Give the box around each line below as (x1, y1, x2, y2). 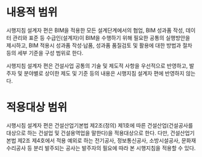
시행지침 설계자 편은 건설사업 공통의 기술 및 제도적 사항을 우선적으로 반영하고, (6, 62, 188, 69)
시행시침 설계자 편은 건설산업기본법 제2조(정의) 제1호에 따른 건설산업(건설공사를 (6, 121, 194, 129)
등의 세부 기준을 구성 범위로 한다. (6, 49, 84, 56)
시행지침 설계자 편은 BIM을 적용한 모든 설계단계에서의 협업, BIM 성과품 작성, (6, 27, 185, 34)
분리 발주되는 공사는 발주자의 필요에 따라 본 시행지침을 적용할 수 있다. (33, 144, 196, 152)
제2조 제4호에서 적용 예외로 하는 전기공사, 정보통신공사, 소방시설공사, (17, 136, 180, 144)
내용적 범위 (6, 5, 58, 19)
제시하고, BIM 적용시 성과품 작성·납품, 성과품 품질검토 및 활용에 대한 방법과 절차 (6, 42, 193, 49)
